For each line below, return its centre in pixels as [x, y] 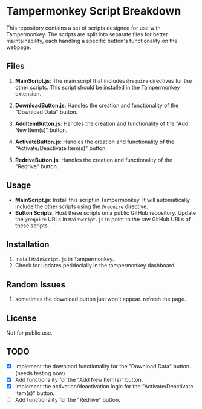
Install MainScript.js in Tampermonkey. [64, 259]
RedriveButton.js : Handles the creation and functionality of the [94, 160]
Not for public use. [29, 333]
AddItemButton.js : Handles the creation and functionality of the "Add [102, 123]
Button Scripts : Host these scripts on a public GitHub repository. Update [106, 212]
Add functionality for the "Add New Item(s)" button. [79, 379]
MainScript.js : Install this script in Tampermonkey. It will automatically [103, 200]
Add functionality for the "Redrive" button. [67, 400]
